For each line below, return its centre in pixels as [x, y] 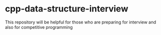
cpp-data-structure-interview [67, 9]
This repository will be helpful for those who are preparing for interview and [81, 22]
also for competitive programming [39, 27]
